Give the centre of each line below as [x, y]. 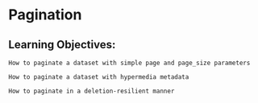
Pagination [45, 15]
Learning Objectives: [62, 45]
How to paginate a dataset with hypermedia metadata [99, 77]
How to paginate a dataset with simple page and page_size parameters [129, 63]
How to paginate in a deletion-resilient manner [92, 91]
